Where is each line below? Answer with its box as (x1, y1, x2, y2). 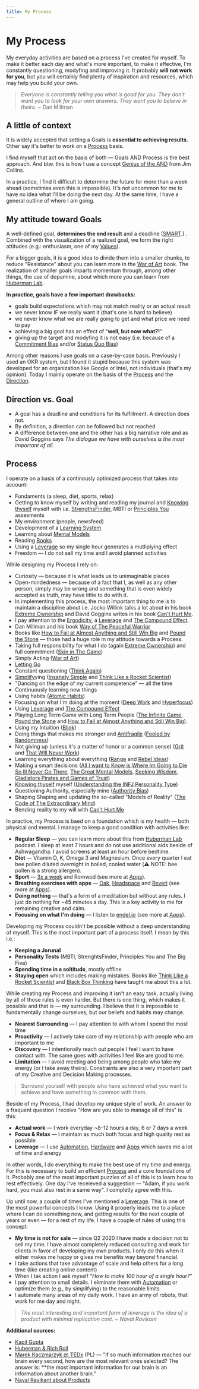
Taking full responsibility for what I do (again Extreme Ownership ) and (14, 642, 186, 649)
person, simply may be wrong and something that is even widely (14, 585, 173, 592)
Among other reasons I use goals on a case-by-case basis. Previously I (6, 352, 181, 359)
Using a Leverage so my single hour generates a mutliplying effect (14, 543, 178, 550)
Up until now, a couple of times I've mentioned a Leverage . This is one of (6, 1198, 185, 1205)
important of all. (14, 442, 55, 449)
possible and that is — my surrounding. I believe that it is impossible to (6, 1002, 179, 1009)
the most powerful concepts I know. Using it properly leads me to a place (6, 1204, 185, 1211)
